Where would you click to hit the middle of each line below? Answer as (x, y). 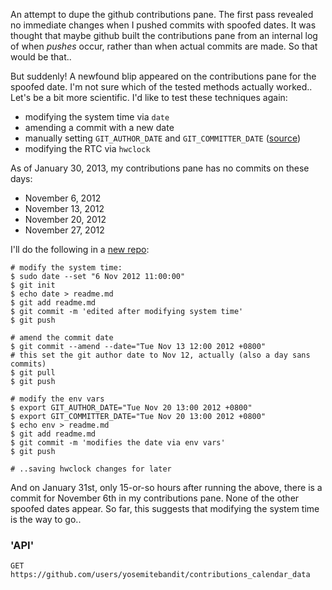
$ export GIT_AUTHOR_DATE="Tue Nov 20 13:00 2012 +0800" (131, 408)
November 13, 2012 (64, 208)
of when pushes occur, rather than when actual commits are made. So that (164, 46)
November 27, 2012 (64, 230)
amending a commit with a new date (99, 127)
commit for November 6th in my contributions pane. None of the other (155, 498)
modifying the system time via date (97, 117)
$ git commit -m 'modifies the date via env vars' (118, 443)
